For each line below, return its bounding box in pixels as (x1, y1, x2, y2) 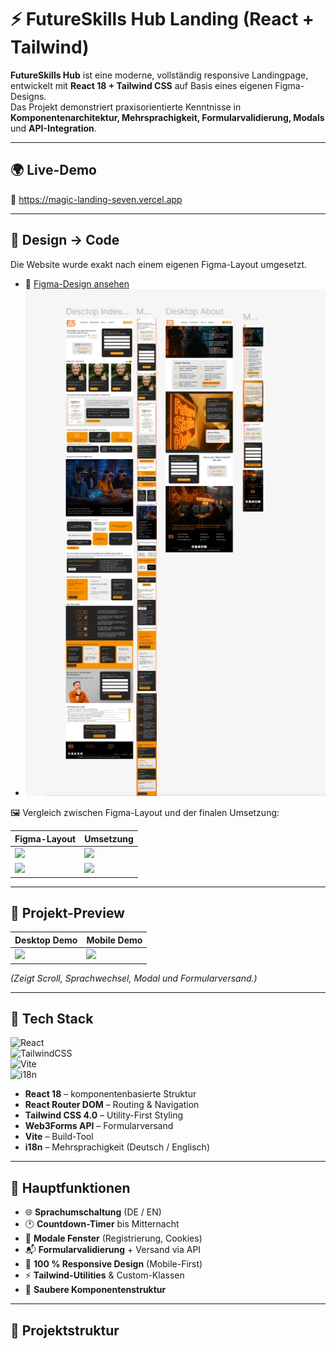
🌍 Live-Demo (10, 162, 97, 179)
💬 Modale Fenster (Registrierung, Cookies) (24, 1232, 203, 1245)
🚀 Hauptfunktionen (10, 1179, 131, 1196)
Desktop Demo (14, 934, 78, 946)
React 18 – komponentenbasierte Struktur (24, 1088, 197, 1100)
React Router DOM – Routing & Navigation (24, 1099, 200, 1111)
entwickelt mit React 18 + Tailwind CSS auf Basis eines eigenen (10, 79, 273, 91)
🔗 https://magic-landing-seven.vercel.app (10, 193, 183, 205)
